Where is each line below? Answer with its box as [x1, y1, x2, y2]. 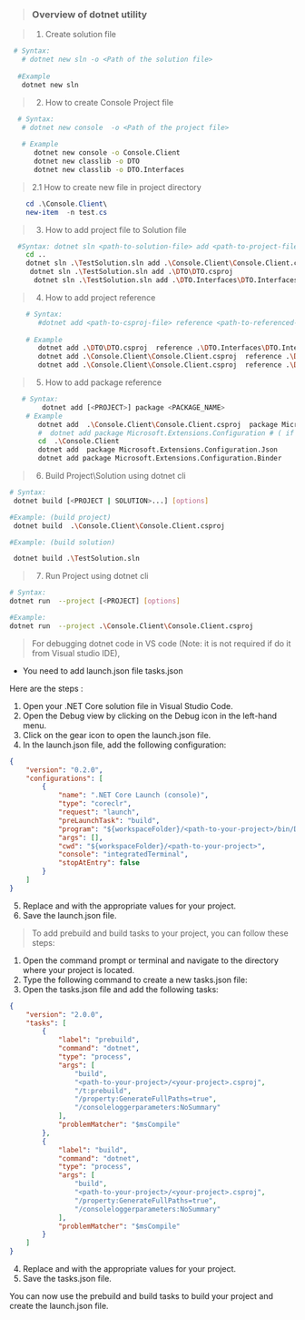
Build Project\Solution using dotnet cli [44, 471, 186, 482]
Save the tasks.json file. [22, 1274, 112, 1284]
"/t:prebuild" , [74, 1086, 132, 1095]
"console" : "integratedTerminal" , [57, 850, 189, 859]
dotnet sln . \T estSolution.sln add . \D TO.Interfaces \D [33, 276, 246, 285]
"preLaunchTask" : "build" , [57, 816, 161, 825]
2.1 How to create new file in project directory [31, 181, 202, 192]
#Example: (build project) [9, 513, 112, 522]
